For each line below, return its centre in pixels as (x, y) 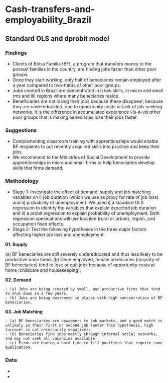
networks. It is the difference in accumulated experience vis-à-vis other (87, 112)
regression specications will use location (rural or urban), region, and (84, 219)
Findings (16, 53)
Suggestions (21, 130)
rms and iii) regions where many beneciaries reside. (66, 96)
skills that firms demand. (38, 168)
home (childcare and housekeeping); (43, 270)
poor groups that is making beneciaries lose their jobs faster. (75, 117)
